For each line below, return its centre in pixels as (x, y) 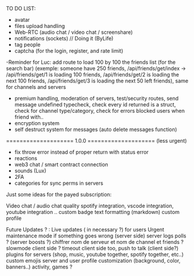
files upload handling (40, 26)
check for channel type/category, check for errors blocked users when (100, 111)
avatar (22, 20)
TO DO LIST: (21, 8)
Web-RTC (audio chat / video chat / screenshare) (73, 32)
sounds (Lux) (30, 171)
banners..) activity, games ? (39, 267)
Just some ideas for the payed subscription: (59, 194)
